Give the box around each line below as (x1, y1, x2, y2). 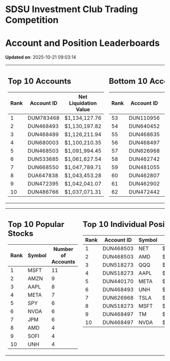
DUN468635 (129, 130, 160, 138)
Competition (5, 14, 59, 26)
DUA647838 (27, 172, 59, 179)
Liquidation (69, 100, 97, 107)
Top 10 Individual (82, 219, 147, 230)
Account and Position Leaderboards (5, 37, 160, 49)
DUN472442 (129, 188, 160, 195)
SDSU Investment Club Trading (5, 4, 138, 15)
